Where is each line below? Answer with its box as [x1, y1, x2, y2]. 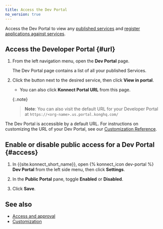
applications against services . [5, 31, 66, 37]
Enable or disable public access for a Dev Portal [5, 140, 155, 149]
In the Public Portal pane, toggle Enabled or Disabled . [12, 176, 123, 182]
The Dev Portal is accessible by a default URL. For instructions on [5, 121, 139, 127]
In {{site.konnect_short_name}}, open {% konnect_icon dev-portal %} [12, 161, 154, 167]
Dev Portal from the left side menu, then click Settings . [12, 167, 125, 173]
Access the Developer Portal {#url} [5, 45, 116, 53]
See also [5, 200, 32, 208]
